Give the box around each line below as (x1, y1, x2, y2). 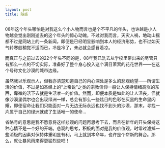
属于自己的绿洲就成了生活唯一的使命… (9, 109, 87, 114)
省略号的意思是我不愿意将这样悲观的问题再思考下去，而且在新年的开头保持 (5, 119, 156, 125)
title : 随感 (5, 12, 28, 17)
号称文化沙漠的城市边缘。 (9, 67, 61, 73)
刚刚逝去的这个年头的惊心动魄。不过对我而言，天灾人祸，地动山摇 (26, 32, 160, 38)
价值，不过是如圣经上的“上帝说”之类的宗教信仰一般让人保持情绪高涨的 (13, 84, 156, 90)
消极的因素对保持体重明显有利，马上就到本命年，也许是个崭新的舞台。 (9, 131, 151, 137)
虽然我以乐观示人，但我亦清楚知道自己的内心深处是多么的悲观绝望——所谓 (5, 77, 156, 84)
